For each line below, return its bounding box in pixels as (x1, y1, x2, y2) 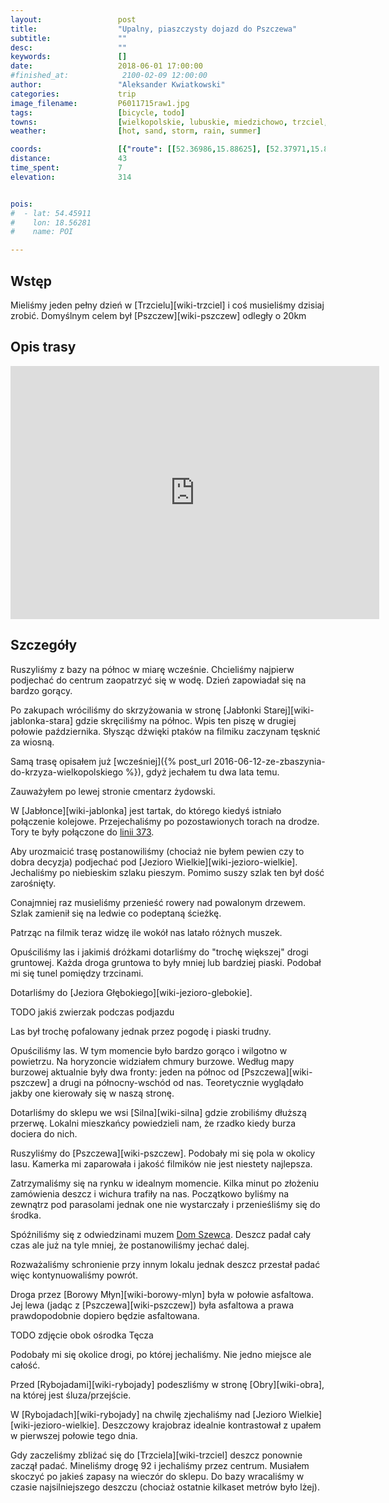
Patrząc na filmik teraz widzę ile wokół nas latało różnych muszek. (10, 926, 283, 938)
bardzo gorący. (10, 684, 73, 696)
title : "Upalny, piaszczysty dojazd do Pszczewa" (10, 24, 298, 34)
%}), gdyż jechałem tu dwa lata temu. (125, 766, 280, 778)
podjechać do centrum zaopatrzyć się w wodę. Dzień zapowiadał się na (10, 674, 307, 686)
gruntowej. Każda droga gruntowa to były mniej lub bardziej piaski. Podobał (10, 956, 322, 968)
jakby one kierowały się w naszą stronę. (10, 1087, 175, 1099)
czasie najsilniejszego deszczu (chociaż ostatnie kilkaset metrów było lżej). (10, 1481, 320, 1493)
